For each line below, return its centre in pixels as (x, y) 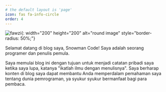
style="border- (137, 33)
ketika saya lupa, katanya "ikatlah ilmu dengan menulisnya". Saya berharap (82, 68)
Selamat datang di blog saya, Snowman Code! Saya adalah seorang (75, 48)
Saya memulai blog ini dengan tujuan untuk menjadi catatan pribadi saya (80, 63)
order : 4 (14, 19)
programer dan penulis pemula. (37, 53)
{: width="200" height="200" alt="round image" (71, 33)
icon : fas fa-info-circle (32, 14)
